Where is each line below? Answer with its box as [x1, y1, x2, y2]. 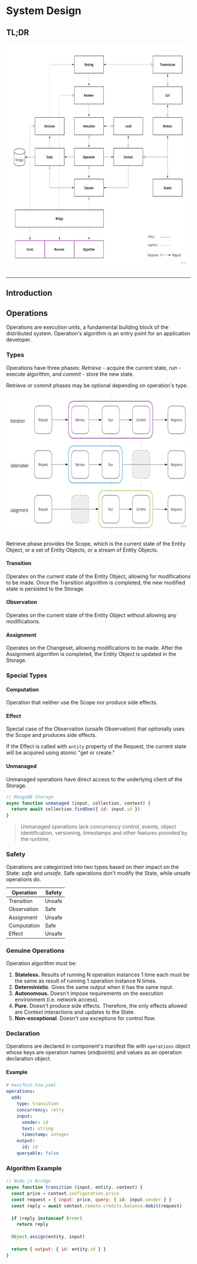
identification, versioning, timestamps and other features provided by [20, 830, 188, 837]
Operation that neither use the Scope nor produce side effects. [6, 699, 158, 706]
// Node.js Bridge [6, 1178, 51, 1184]
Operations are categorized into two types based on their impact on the [6, 864, 179, 871]
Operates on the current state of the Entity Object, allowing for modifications [6, 573, 191, 580]
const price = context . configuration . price [11, 1191, 119, 1197]
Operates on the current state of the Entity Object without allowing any [6, 611, 177, 619]
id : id [21, 1144, 38, 1150]
